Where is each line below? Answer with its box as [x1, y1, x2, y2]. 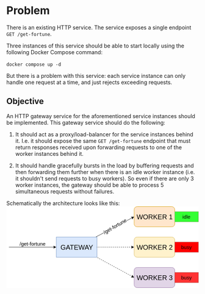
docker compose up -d [6, 61, 62, 68]
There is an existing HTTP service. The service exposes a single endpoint [6, 24, 192, 31]
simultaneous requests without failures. [15, 187, 115, 195]
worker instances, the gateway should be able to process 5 [15, 181, 164, 189]
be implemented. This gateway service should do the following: [6, 119, 166, 126]
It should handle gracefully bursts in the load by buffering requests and [15, 162, 194, 169]
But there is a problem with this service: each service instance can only [6, 72, 186, 79]
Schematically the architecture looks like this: [6, 199, 120, 207]
